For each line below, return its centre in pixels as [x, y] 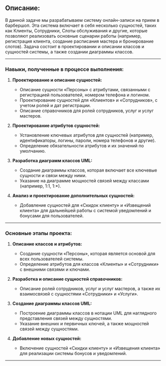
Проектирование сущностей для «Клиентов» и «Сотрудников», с [89, 100]
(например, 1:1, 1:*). [40, 186]
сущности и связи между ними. [53, 176]
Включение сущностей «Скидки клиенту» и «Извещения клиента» [90, 348]
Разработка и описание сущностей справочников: [67, 279]
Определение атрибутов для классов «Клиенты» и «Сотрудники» [89, 264]
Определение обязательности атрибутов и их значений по [82, 146]
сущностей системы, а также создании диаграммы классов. [69, 52]
